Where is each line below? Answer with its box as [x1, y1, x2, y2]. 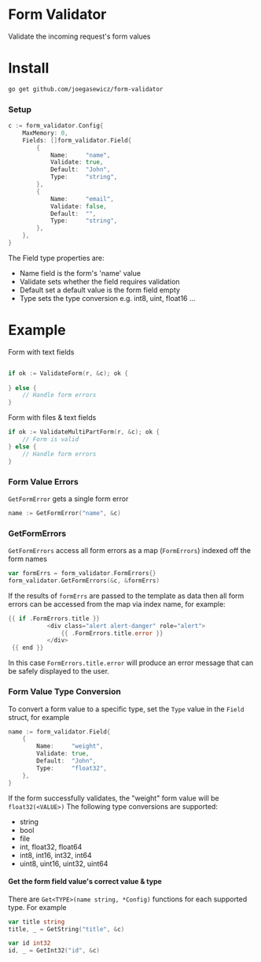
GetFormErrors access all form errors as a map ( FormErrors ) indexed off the [8, 546, 252, 555]
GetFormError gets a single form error [8, 494, 129, 503]
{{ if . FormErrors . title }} [8, 615, 101, 622]
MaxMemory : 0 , [22, 128, 68, 137]
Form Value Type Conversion [8, 686, 122, 697]
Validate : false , [50, 202, 108, 210]
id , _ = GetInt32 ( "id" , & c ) [8, 947, 101, 955]
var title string [8, 918, 65, 926]
